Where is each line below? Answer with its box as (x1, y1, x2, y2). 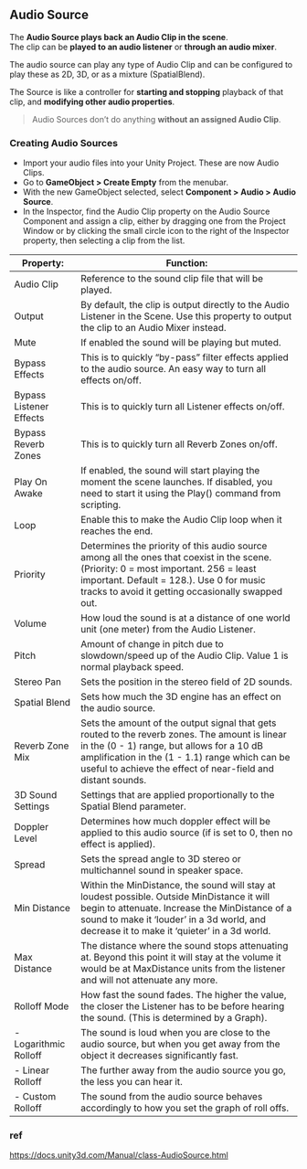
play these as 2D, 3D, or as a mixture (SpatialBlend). (9, 69, 206, 80)
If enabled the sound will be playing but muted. (80, 336, 281, 349)
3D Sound (14, 789, 58, 802)
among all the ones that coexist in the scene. (80, 551, 272, 564)
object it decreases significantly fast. (80, 1049, 239, 1062)
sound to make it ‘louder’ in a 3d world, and (80, 913, 267, 926)
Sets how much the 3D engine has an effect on (80, 690, 281, 703)
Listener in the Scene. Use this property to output (80, 310, 292, 323)
